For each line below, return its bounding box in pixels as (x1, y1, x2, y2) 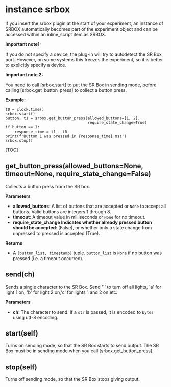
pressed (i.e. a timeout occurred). (12, 255, 84, 261)
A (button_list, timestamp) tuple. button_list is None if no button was (12, 250, 162, 256)
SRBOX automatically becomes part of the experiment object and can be (5, 25, 158, 32)
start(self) (5, 329, 38, 338)
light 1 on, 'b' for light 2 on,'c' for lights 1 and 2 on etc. (5, 289, 118, 295)
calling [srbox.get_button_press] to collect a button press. (5, 87, 127, 93)
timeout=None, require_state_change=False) (5, 170, 152, 178)
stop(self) (5, 363, 37, 371)
